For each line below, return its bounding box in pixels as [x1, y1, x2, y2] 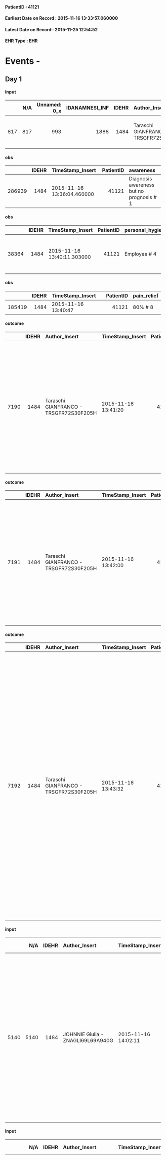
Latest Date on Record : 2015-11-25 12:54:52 [5, 26, 98, 32]
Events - [5, 55, 41, 66]
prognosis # [129, 194, 157, 201]
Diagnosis [129, 175, 152, 182]
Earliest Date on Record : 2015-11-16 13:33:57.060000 [5, 15, 118, 21]
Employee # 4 [124, 250, 157, 257]
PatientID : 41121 [5, 4, 40, 10]
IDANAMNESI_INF [66, 105, 109, 111]
